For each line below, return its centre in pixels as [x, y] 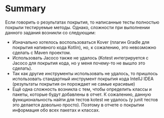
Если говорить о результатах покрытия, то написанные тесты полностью [82, 22]
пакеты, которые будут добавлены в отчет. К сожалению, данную [82, 94]
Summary [25, 9]
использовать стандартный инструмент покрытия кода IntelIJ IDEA [83, 79]
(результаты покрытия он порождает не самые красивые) [74, 84]
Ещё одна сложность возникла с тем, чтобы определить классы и [82, 89]
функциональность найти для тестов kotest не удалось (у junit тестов [85, 99]
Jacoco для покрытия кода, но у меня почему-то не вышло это [79, 63]
